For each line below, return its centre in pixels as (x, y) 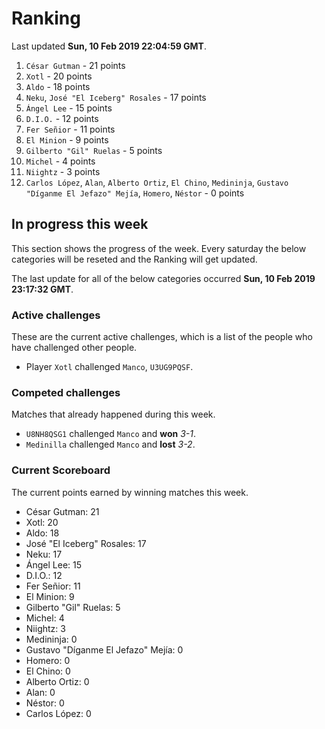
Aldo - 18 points (58, 86)
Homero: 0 (48, 660)
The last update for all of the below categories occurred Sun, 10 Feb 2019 (163, 278)
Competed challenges (66, 392)
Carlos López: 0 (58, 713)
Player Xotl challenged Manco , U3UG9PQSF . (109, 367)
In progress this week (80, 224)
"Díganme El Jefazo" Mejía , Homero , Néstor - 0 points (135, 193)
